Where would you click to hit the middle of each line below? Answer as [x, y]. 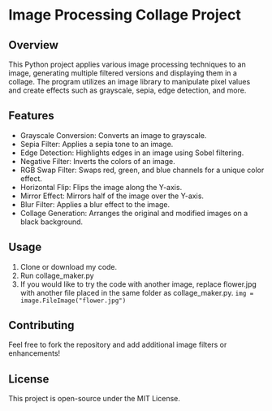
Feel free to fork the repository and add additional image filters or [118, 345]
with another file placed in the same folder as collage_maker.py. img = [137, 292]
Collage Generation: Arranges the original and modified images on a [134, 213]
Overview [34, 45]
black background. [52, 222]
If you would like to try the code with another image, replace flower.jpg [138, 284]
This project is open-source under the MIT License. [95, 399]
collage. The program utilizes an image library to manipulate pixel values [130, 82]
